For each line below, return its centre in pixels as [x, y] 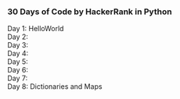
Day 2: [18, 37]
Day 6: [18, 70]
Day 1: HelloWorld [36, 29]
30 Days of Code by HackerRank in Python [90, 12]
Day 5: [18, 62]
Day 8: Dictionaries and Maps [55, 87]
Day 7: [18, 78]
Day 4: [18, 54]
